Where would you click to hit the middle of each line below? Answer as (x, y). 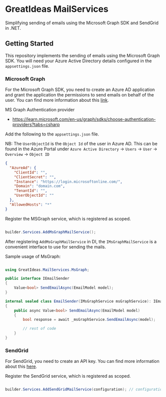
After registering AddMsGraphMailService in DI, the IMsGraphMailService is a (81, 241)
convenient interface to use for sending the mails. (56, 247)
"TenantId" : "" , (31, 191)
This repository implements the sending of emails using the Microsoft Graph (83, 55)
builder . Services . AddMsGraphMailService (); (51, 232)
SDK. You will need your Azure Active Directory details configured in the (79, 61)
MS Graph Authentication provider (40, 110)
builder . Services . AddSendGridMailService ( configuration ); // (69, 390)
